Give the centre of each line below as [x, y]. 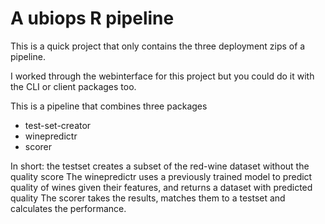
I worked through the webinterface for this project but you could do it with [162, 76]
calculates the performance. [68, 208]
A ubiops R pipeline [92, 18]
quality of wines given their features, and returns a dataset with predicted [161, 187]
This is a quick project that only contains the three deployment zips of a [158, 46]
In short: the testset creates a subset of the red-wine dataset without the [160, 166]
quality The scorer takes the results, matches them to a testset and [148, 198]
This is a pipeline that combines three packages [109, 106]
